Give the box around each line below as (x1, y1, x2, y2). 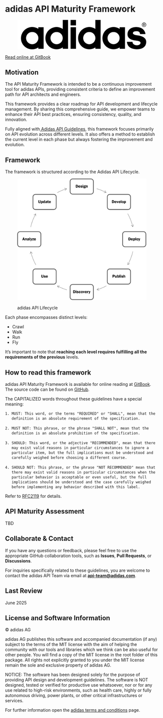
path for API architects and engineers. (5, 91, 81, 97)
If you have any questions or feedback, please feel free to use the (5, 547, 137, 553)
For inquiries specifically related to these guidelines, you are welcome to (5, 567, 150, 573)
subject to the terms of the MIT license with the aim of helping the (5, 642, 137, 648)
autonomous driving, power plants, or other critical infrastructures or (5, 693, 143, 698)
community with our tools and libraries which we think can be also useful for (5, 647, 158, 652)
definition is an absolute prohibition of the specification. (11, 431, 140, 436)
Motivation (5, 68, 39, 76)
